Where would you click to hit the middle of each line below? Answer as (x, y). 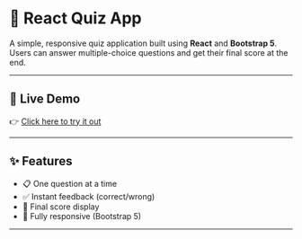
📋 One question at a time (70, 183)
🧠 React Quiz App (75, 18)
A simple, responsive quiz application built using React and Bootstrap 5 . (143, 43)
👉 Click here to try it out (55, 121)
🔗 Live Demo (45, 99)
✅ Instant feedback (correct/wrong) (89, 196)
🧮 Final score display (61, 207)
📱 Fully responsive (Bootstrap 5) (82, 216)
